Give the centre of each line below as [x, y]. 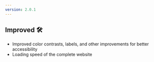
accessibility [25, 49]
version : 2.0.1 [21, 10]
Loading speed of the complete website [52, 55]
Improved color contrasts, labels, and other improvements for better [80, 44]
